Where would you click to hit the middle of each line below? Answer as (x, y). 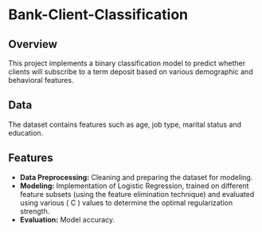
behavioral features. (41, 80)
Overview (33, 44)
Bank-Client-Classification (98, 15)
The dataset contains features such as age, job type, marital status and (125, 124)
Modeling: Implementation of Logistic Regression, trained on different (134, 186)
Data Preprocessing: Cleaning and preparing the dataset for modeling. (136, 177)
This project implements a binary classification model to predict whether (127, 63)
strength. (35, 211)
